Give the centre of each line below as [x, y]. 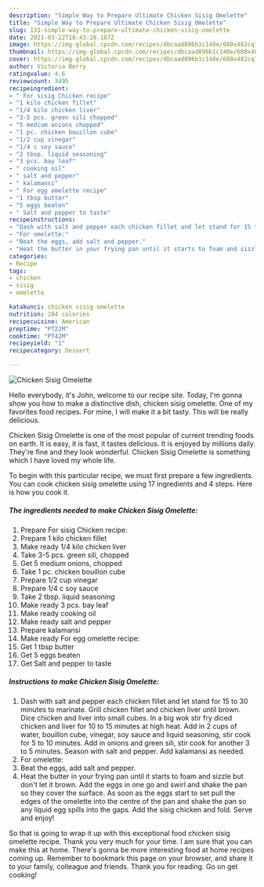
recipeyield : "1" [37, 343]
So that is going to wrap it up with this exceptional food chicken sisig [119, 833]
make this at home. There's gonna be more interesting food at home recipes [132, 849]
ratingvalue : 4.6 [37, 74]
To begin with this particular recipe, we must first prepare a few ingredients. [131, 475]
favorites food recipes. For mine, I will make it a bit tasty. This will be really [129, 412]
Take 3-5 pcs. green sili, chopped [74, 555]
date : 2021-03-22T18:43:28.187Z [61, 37]
